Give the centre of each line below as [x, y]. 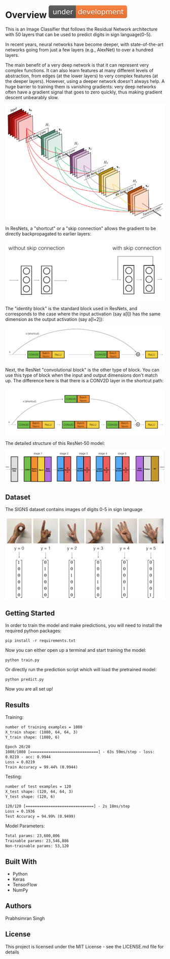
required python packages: [33, 631]
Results [17, 705]
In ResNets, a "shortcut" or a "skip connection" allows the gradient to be [81, 228]
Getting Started [30, 613]
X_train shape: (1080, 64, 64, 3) [42, 732]
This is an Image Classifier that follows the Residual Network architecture [81, 29]
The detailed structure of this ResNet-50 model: [55, 443]
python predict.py [25, 680]
